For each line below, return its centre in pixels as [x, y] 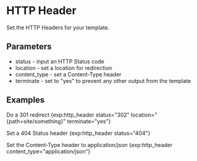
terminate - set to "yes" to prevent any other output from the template [103, 80]
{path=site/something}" [36, 121]
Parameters [29, 47]
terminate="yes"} [89, 121]
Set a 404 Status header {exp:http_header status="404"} [78, 133]
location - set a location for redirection [64, 68]
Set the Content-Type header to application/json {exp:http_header [90, 145]
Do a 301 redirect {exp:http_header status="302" [68, 115]
